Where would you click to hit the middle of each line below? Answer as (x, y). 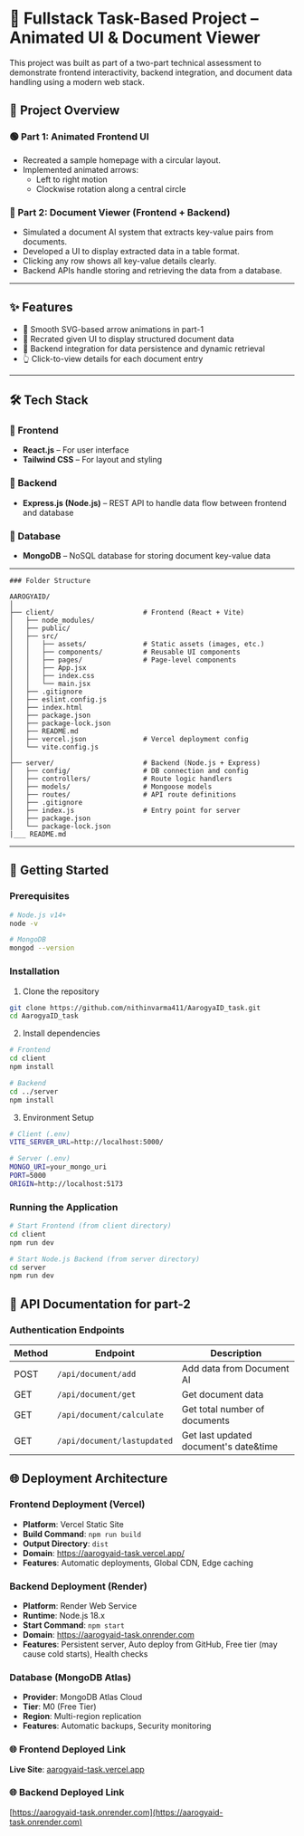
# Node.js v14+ (38, 915)
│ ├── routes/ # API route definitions (123, 795)
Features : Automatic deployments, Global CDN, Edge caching (138, 1563)
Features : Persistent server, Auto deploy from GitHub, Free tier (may (150, 1644)
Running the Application (64, 1207)
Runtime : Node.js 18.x (64, 1615)
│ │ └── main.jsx (50, 684)
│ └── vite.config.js (54, 747)
